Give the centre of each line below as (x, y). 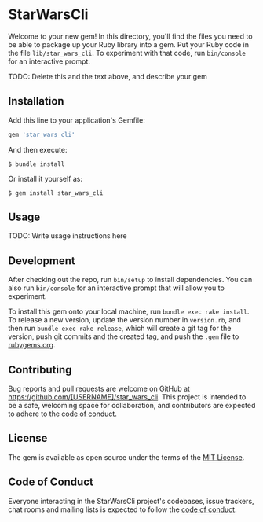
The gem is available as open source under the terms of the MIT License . (126, 457)
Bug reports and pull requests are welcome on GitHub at (99, 389)
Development (42, 261)
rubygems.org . (32, 345)
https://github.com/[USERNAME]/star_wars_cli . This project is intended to (127, 397)
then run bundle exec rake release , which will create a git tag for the (120, 329)
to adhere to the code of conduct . (63, 414)
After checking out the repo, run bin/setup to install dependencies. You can (130, 280)
